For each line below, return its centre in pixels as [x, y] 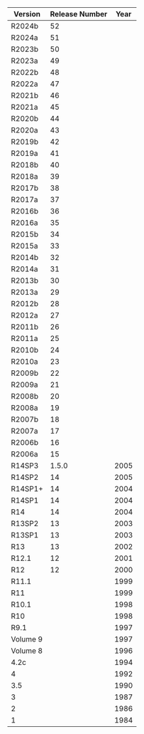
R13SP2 [25, 524]
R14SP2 [25, 477]
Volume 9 [27, 639]
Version [27, 14]
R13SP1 [25, 535]
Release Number [79, 14]
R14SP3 [25, 466]
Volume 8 [27, 651]
